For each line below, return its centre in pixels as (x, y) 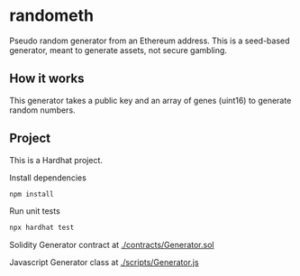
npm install (32, 194)
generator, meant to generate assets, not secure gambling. (118, 50)
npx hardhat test (42, 228)
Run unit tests (35, 211)
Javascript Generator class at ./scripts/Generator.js (105, 262)
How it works (47, 79)
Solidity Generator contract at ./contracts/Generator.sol (112, 245)
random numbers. (42, 110)
